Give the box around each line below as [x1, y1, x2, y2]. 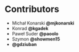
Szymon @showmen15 [11, 36, 60, 42]
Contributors [4, 3, 59, 15]
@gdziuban [11, 41, 37, 47]
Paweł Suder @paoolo [11, 30, 58, 36]
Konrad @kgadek [11, 25, 48, 31]
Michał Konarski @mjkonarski [11, 20, 74, 26]
